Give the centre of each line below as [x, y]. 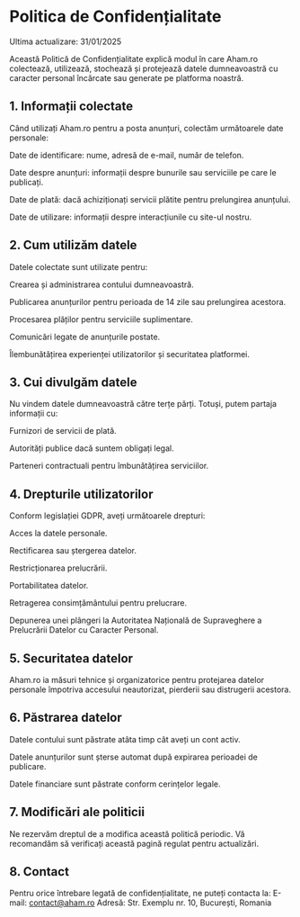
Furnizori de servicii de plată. [63, 431]
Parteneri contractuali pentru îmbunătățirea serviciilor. [109, 466]
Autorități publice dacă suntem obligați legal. [92, 448]
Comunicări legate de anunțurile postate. [85, 337]
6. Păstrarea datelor [66, 718]
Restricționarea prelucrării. [58, 568]
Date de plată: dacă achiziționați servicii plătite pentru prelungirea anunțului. [150, 199]
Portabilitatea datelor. [49, 586]
